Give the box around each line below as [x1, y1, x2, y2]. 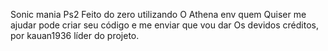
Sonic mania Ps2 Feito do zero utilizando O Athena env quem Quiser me [10, 9, 307, 20]
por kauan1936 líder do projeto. [10, 30, 140, 41]
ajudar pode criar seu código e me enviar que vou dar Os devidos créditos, [10, 19, 320, 31]
